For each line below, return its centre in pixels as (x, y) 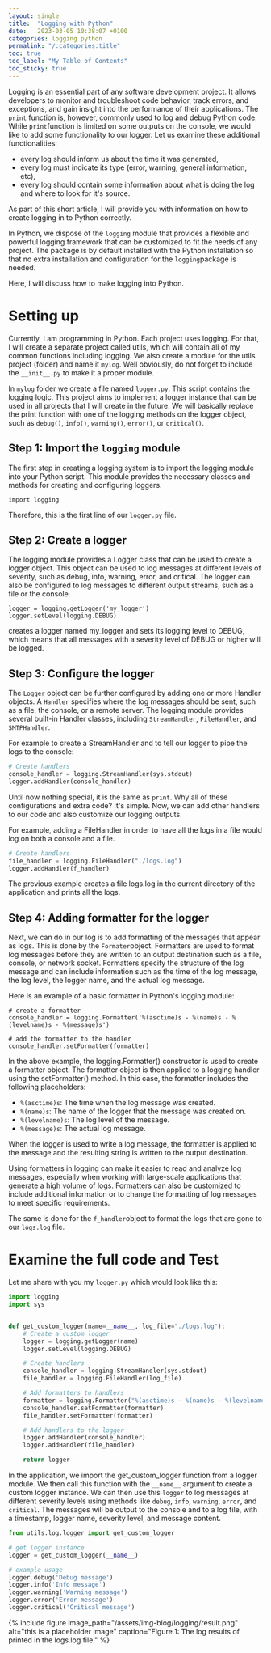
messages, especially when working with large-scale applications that (125, 1177)
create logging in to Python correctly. (70, 217)
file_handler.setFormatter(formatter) (88, 1416)
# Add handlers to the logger (74, 1430)
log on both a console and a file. (62, 838)
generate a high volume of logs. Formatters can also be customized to (125, 1185)
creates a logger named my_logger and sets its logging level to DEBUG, (127, 631)
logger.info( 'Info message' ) (57, 1585)
